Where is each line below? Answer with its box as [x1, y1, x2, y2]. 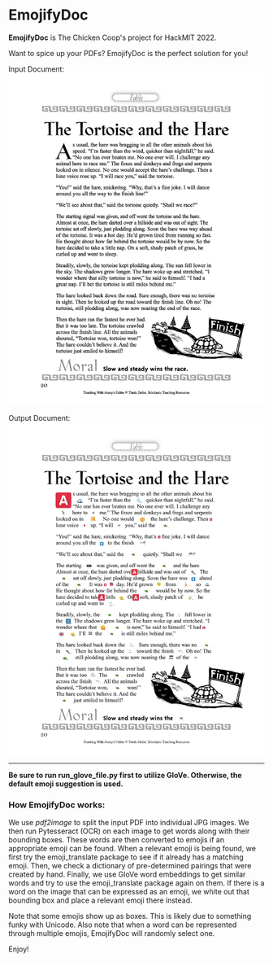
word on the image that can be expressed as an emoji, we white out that [8, 887, 250, 897]
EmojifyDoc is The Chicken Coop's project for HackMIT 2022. [8, 33, 217, 42]
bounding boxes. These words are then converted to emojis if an [8, 835, 225, 845]
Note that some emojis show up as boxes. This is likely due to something [8, 912, 252, 921]
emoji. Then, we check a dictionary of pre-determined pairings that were [8, 861, 252, 871]
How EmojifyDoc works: [8, 799, 106, 811]
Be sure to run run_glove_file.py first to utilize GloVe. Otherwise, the [8, 770, 242, 780]
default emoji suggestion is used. [8, 779, 123, 789]
